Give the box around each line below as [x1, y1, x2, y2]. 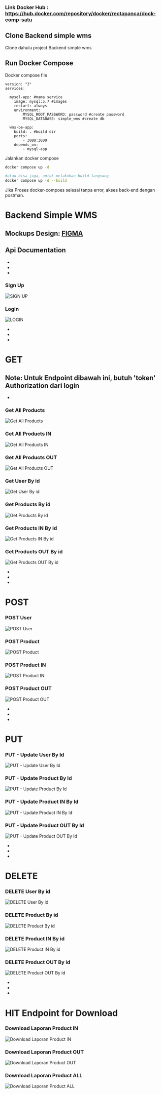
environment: [14, 108, 41, 113]
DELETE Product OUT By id [5, 959, 70, 966]
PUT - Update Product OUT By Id [5, 822, 85, 829]
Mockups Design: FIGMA [5, 229, 83, 238]
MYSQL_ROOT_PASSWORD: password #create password [23, 112, 125, 117]
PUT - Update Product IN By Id [5, 798, 79, 805]
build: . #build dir [14, 129, 56, 134]
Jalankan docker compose [5, 155, 59, 161]
